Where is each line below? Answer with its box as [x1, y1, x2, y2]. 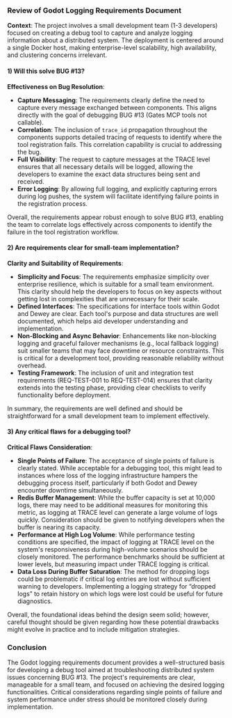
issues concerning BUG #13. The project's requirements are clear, [7, 673, 196, 682]
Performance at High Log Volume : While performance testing [17, 530, 195, 538]
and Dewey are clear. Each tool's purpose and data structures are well [17, 309, 219, 318]
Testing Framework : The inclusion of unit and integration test [17, 368, 194, 377]
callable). [17, 118, 44, 127]
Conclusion [7, 642, 47, 652]
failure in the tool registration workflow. [7, 228, 119, 236]
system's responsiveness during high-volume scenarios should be [17, 545, 208, 553]
